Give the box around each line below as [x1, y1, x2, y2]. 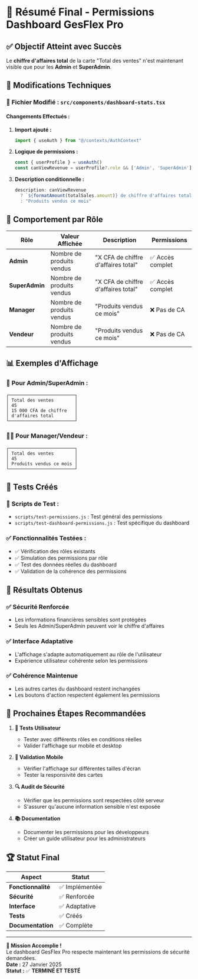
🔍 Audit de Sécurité [14, 783, 65, 790]
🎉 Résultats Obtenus [6, 585, 83, 595]
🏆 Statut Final [6, 852, 60, 863]
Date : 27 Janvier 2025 [6, 961, 62, 968]
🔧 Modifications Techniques [6, 80, 111, 90]
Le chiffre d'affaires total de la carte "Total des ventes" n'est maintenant [6, 57, 184, 64]
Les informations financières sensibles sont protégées [14, 616, 147, 623]
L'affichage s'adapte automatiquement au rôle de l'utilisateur [14, 650, 162, 658]
